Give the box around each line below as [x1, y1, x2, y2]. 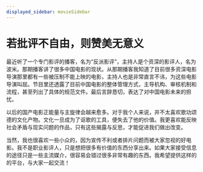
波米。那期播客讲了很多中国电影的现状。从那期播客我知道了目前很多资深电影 [6, 65, 197, 72]
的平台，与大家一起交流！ [6, 159, 70, 166]
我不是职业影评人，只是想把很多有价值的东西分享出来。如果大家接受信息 [16, 144, 197, 151]
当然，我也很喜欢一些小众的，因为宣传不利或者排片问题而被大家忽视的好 [6, 136, 186, 144]
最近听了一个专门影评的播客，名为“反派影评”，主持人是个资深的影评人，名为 [6, 58, 196, 65]
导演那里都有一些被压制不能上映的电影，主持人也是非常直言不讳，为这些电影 [6, 73, 197, 80]
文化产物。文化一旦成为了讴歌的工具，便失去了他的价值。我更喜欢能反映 [16, 116, 197, 123]
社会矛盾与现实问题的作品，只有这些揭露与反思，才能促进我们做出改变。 [6, 123, 186, 130]
